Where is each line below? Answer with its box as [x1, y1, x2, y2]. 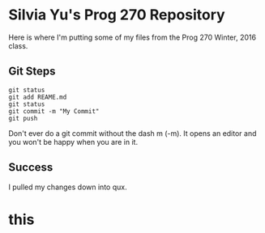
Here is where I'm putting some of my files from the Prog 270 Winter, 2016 [8, 32, 257, 42]
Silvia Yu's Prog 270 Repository [8, 6, 225, 24]
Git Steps [8, 65, 56, 78]
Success [8, 160, 53, 175]
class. [8, 40, 28, 50]
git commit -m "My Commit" [8, 107, 100, 115]
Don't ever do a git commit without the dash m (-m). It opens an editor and [8, 128, 257, 138]
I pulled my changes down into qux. [8, 182, 127, 192]
